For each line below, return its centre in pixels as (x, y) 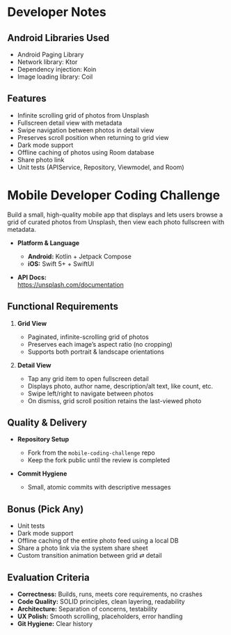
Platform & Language (48, 243)
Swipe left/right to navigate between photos (90, 393)
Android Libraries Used (58, 38)
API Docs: (32, 277)
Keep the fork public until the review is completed (99, 460)
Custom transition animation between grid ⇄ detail (89, 556)
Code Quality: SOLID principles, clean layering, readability (101, 602)
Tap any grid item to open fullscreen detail (88, 378)
